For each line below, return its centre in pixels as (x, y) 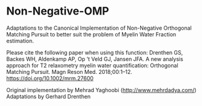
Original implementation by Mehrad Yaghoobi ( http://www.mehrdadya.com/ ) (102, 90)
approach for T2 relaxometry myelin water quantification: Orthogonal (93, 65)
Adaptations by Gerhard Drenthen (49, 96)
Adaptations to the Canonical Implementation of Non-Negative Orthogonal (99, 28)
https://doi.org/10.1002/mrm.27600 (50, 78)
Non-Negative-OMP (58, 11)
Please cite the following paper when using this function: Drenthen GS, (95, 52)
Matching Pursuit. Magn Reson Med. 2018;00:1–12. (69, 71)
